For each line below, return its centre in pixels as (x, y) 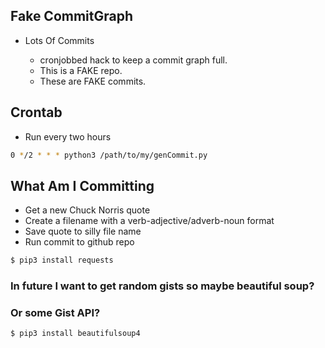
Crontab (36, 112)
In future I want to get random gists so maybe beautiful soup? (162, 286)
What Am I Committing (82, 185)
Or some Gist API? (55, 313)
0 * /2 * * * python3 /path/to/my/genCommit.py (109, 155)
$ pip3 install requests (62, 260)
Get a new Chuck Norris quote (87, 210)
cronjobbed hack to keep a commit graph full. (133, 60)
